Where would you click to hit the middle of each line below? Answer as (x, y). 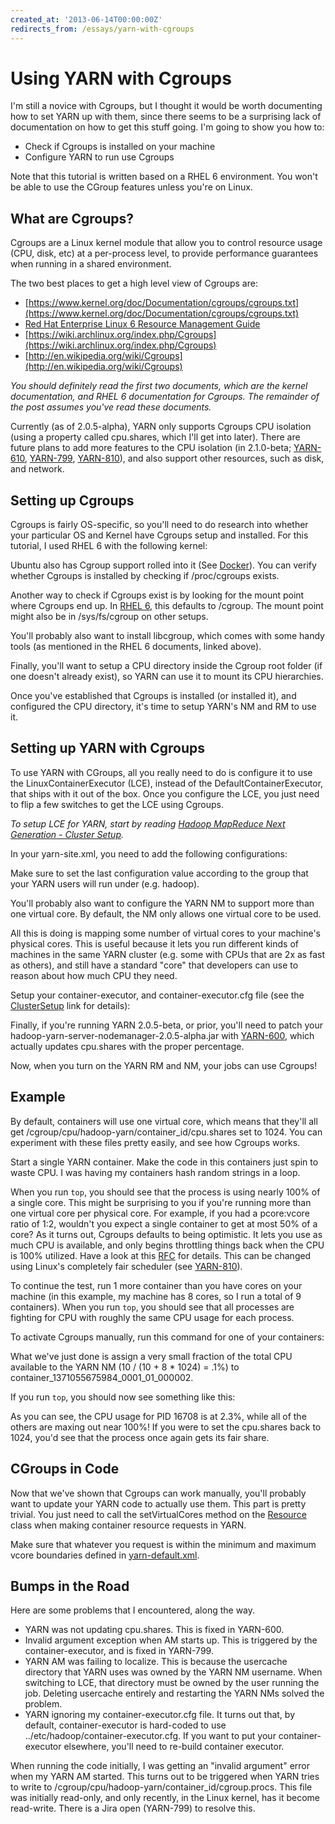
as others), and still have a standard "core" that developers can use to (154, 965)
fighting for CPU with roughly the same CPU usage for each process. (152, 1317)
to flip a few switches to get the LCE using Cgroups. (117, 804)
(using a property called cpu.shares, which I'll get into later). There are (155, 437)
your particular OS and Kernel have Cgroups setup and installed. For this (159, 535)
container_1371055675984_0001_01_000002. (102, 1377)
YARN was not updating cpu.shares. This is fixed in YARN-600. (154, 1630)
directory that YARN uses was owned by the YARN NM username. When (173, 1672)
